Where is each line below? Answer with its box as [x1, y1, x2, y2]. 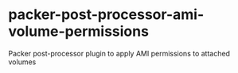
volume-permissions [8, 22, 150, 40]
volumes [8, 57, 37, 67]
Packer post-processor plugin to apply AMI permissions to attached [8, 48, 231, 58]
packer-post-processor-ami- [8, 6, 205, 24]
